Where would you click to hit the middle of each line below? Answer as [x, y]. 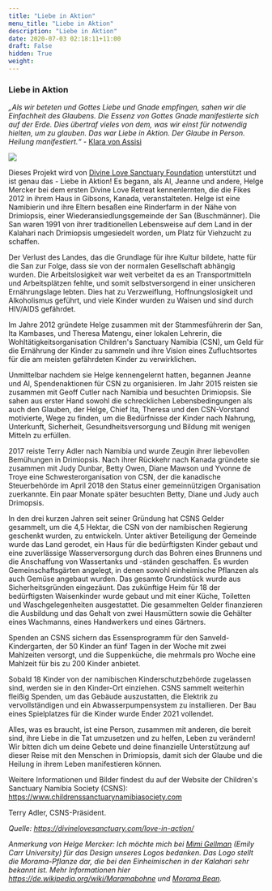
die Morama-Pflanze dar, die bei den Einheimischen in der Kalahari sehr [129, 862]
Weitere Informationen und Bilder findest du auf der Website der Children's [133, 780]
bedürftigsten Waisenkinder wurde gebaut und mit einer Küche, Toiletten [130, 596]
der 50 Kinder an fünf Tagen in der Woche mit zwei [141, 647]
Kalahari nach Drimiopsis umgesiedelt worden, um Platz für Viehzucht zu [130, 233]
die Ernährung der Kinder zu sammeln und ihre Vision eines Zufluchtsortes [133, 351]
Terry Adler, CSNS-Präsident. [57, 813]
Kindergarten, [31, 647]
